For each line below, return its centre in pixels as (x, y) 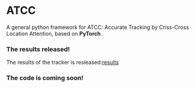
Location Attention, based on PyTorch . (54, 33)
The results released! (38, 49)
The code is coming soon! (45, 78)
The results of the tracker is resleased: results (62, 62)
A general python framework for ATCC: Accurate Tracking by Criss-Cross (97, 27)
